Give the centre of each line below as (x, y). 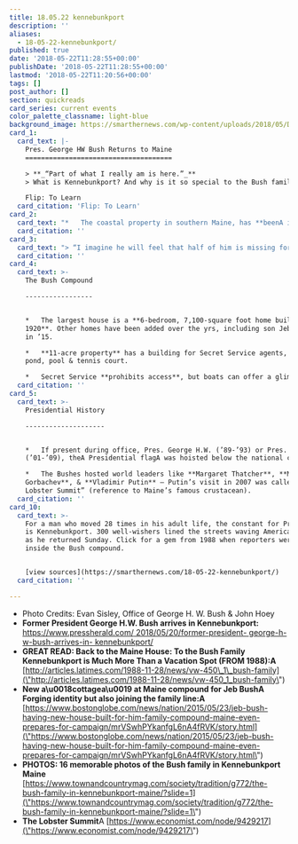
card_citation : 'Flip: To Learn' (79, 206)
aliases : (25, 34)
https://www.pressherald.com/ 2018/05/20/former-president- (134, 632)
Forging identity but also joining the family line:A (114, 698)
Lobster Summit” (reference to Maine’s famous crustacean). (138, 491)
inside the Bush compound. (75, 548)
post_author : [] (39, 91)
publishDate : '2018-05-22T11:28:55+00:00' (89, 67)
